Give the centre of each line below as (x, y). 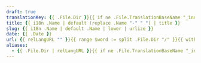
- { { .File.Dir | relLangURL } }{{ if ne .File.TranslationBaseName (98, 51)
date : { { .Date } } (29, 34)
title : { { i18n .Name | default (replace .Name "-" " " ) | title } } (93, 23)
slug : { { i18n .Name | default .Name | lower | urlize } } (80, 28)
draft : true (21, 12)
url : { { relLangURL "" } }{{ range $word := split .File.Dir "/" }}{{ (95, 40)
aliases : (17, 46)
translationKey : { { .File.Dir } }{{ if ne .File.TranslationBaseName (93, 17)
